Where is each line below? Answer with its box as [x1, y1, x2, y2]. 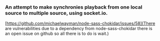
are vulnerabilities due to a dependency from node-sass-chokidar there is [5, 26, 153, 31]
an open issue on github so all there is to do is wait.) [5, 31, 109, 37]
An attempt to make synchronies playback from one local [5, 4, 143, 10]
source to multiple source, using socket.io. [5, 10, 108, 16]
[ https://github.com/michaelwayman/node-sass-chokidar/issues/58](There [5, 20, 156, 26]
